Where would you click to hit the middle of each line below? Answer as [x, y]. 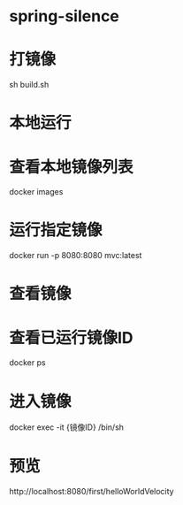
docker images [36, 192]
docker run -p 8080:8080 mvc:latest [76, 256]
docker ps [27, 363]
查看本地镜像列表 [72, 167]
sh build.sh [29, 85]
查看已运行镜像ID [72, 337]
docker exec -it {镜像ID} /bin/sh [67, 427]
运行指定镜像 [56, 230]
